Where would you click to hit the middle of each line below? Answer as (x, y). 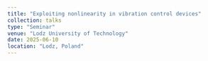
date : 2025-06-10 (33, 40)
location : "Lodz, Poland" (45, 46)
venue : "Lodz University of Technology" (68, 33)
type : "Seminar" (31, 27)
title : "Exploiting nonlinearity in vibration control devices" (104, 14)
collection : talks (34, 20)
